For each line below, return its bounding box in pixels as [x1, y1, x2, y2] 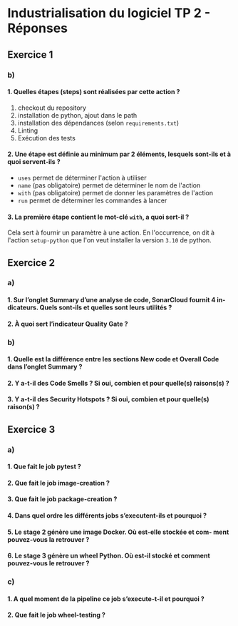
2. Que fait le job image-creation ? [7, 478, 110, 487]
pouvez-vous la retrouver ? [7, 535, 90, 543]
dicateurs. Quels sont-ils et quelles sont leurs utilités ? [7, 303, 172, 312]
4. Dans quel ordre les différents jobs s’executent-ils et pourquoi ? [7, 511, 207, 520]
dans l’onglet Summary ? [7, 362, 83, 371]
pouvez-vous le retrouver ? [7, 559, 90, 568]
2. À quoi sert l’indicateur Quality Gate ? [7, 319, 128, 328]
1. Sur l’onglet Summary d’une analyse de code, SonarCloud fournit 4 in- [7, 296, 226, 304]
